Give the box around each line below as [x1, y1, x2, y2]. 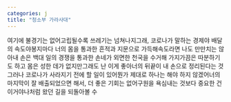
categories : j [7, 10, 48, 17]
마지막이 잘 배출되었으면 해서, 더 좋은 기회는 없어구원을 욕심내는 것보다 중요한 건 [7, 79, 223, 87]
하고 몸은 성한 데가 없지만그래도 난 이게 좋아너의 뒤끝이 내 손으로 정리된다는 [14, 62, 217, 70]
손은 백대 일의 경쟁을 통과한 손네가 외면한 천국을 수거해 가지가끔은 [19, 53, 197, 62]
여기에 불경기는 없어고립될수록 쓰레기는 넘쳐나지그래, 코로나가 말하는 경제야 [7, 36, 210, 44]
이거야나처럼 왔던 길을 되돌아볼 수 [7, 87, 98, 96]
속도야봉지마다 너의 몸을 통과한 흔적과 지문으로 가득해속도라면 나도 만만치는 [14, 44, 217, 53]
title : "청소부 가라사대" [7, 16, 72, 23]
